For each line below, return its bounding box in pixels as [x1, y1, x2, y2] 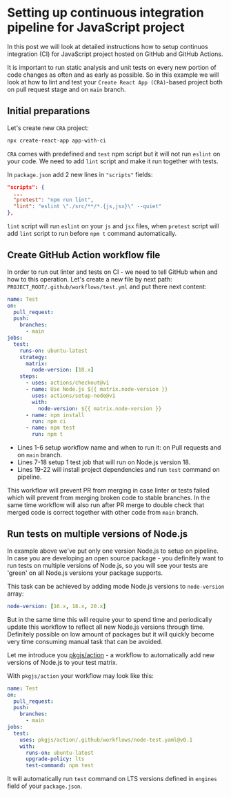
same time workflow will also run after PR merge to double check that [7, 501, 205, 509]
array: [7, 589, 24, 598]
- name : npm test [25, 424, 76, 432]
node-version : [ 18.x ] [32, 367, 94, 374]
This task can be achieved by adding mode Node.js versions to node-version [7, 582, 225, 590]
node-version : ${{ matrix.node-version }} [37, 405, 162, 412]
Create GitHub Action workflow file [7, 249, 161, 261]
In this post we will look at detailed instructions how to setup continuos [7, 42, 208, 51]
